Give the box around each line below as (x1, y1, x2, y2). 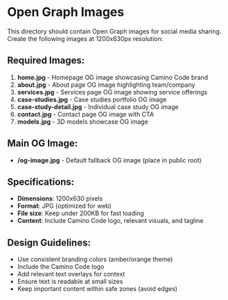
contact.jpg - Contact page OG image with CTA (17, 110, 155, 118)
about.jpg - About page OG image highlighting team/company (17, 81, 195, 89)
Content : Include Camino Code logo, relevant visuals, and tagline (17, 217, 204, 225)
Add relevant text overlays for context (17, 270, 125, 278)
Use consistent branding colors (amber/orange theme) (17, 255, 173, 264)
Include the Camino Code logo (17, 262, 105, 271)
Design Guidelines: (7, 237, 91, 249)
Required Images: (7, 55, 85, 67)
